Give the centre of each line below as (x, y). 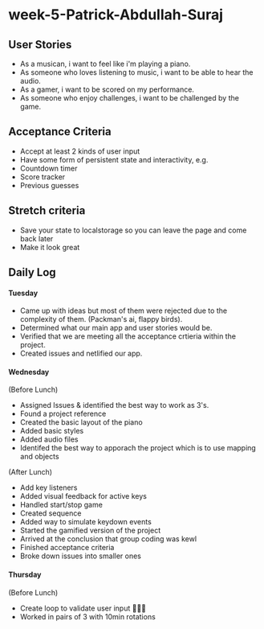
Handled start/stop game (61, 505)
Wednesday (29, 372)
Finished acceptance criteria (67, 548)
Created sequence (51, 513)
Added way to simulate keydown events (86, 522)
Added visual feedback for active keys (83, 496)
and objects (39, 457)
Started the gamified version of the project (90, 530)
